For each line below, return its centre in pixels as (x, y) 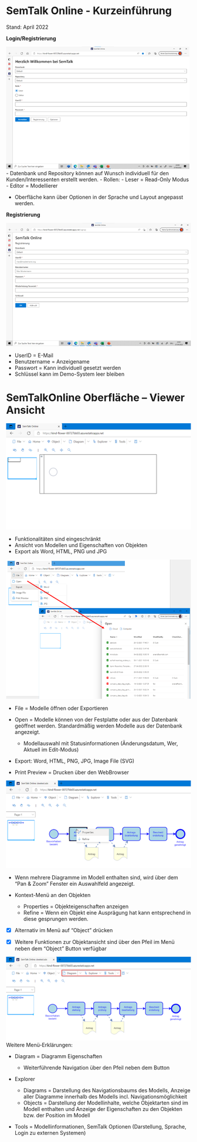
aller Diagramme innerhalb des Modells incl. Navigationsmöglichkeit (105, 1097)
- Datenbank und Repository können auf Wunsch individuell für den (87, 173)
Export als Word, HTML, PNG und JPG (61, 552)
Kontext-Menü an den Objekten (52, 895)
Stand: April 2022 (27, 27)
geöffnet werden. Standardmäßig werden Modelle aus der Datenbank (98, 726)
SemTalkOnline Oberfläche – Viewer (96, 398)
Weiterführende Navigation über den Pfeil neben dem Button (96, 1068)
